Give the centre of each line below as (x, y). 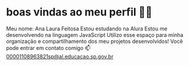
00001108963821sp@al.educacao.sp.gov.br (60, 56)
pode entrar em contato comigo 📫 (48, 48)
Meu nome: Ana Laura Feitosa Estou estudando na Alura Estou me (87, 29)
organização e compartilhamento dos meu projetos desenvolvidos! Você (94, 41)
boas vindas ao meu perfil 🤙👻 (79, 12)
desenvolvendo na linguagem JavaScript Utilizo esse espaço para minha (95, 34)
